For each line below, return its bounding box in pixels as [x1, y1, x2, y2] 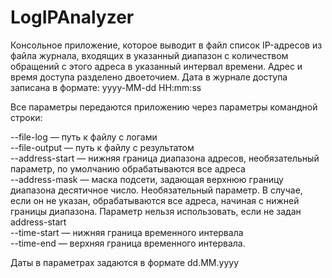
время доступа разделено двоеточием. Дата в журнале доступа [10, 71, 288, 83]
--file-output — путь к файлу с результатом [10, 141, 195, 153]
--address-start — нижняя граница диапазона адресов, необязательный [10, 152, 320, 164]
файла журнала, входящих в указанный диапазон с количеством [10, 49, 289, 61]
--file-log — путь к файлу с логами [10, 131, 158, 143]
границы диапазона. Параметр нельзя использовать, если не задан [10, 205, 302, 217]
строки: [10, 111, 43, 123]
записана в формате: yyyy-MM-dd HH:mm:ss [10, 81, 202, 93]
